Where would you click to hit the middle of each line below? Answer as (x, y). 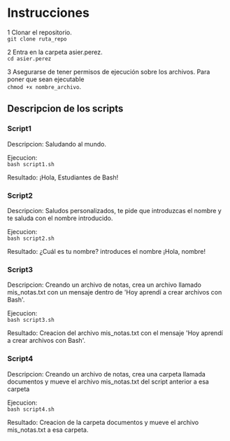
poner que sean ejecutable (46, 79)
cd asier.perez (29, 59)
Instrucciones (48, 13)
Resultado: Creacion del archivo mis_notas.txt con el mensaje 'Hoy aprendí (115, 333)
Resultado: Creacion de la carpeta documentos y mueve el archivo (103, 422)
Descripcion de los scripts (65, 109)
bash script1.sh (31, 164)
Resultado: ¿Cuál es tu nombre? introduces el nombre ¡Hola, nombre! (107, 251)
